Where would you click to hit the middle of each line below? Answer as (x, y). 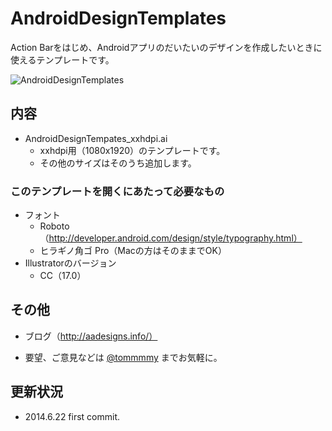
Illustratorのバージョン (70, 263)
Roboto (54, 226)
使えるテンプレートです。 (62, 59)
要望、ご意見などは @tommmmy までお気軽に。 (123, 357)
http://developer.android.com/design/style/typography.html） (175, 238)
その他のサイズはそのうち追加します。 (118, 163)
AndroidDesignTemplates (118, 18)
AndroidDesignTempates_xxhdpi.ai (96, 138)
